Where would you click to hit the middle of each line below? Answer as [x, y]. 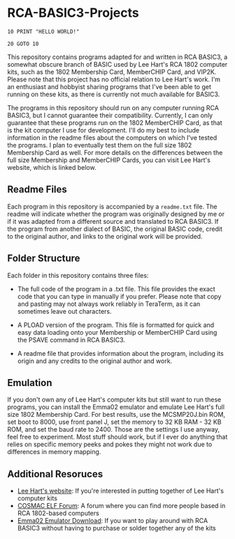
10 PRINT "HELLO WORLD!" [43, 32]
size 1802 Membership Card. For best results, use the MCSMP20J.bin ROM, [116, 415]
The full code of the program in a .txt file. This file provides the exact [116, 288]
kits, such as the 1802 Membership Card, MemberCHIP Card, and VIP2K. [112, 72]
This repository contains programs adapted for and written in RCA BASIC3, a [117, 57]
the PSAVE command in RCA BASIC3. [71, 340]
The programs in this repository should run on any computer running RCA [113, 107]
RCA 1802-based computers [58, 513]
